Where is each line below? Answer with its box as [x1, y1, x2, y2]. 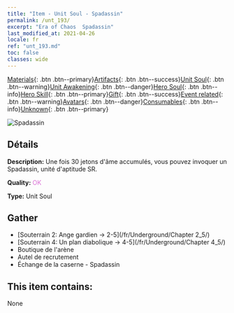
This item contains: [7, 281, 93, 293]
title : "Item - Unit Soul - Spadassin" [7, 10, 124, 18]
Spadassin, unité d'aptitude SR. [7, 165, 98, 173]
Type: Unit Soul [7, 192, 52, 200]
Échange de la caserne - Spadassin [17, 260, 120, 269]
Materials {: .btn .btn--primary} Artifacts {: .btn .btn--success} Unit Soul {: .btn [7, 75, 225, 83]
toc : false [7, 50, 39, 57]
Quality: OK [7, 178, 42, 186]
